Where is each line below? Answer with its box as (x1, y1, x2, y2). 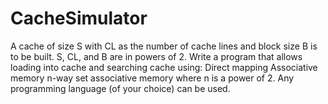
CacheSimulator (10, 7, 148, 30)
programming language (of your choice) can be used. (10, 82, 231, 94)
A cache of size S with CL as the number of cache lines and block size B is (10, 40, 318, 52)
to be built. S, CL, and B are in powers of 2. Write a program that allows (10, 50, 303, 62)
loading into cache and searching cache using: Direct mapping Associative (10, 61, 318, 73)
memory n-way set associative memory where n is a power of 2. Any (10, 72, 295, 84)
